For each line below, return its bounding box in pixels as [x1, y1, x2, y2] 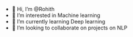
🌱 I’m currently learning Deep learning [11, 18, 106, 25]
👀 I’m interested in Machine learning [11, 12, 100, 19]
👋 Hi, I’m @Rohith [11, 6, 55, 12]
